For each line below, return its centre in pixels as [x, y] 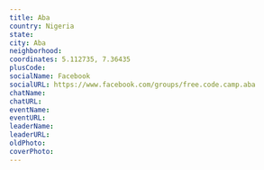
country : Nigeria [42, 26]
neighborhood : [36, 51]
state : [22, 34]
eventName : [30, 110]
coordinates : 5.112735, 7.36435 [70, 59]
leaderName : [32, 127]
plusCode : [28, 68]
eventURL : [28, 118]
